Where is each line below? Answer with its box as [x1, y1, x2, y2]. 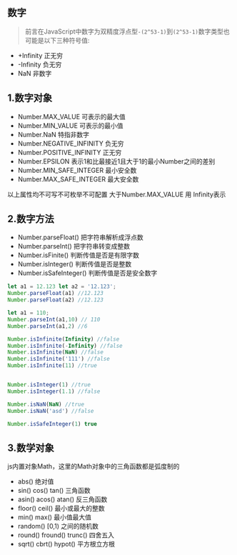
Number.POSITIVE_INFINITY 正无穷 [17, 148, 122, 156]
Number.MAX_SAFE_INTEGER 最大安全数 [17, 174, 139, 184]
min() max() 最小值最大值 [17, 513, 91, 521]
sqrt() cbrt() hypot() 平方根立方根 [17, 540, 116, 549]
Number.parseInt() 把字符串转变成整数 [17, 242, 131, 251]
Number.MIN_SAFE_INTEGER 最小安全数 [17, 166, 137, 174]
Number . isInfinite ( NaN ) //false [7, 349, 104, 356]
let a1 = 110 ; [7, 309, 50, 316]
